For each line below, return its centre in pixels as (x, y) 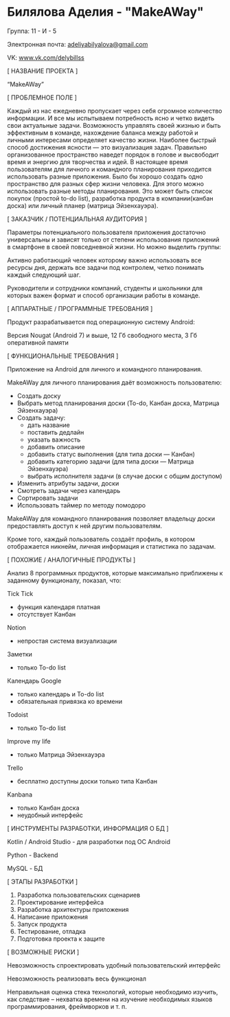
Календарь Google (34, 681)
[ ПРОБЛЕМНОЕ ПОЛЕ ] (42, 98)
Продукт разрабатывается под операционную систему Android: (101, 322)
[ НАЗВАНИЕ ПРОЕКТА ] (43, 71)
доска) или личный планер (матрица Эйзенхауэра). (83, 205)
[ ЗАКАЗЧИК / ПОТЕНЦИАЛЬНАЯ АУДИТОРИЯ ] (77, 219)
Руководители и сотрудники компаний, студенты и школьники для (105, 288)
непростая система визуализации (67, 641)
